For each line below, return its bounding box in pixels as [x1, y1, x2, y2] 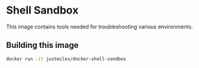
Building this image [6, 40, 79, 50]
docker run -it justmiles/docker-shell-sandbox [6, 56, 127, 62]
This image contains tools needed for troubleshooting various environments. [6, 23, 193, 30]
